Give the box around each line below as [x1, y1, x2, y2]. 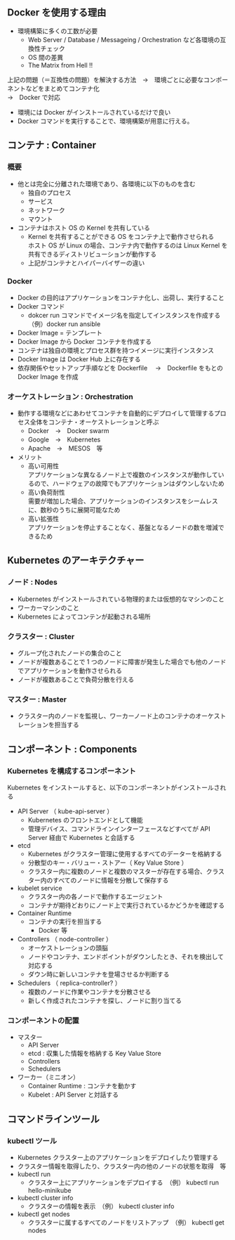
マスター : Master [7, 695, 67, 704]
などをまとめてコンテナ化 [25, 84, 100, 93]
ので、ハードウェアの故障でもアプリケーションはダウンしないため [34, 479, 224, 488]
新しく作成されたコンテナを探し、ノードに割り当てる [27, 997, 182, 1005]
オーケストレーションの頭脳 [27, 944, 109, 952]
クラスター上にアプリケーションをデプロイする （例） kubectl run [27, 1178, 220, 1187]
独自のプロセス [27, 188, 72, 197]
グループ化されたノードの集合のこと [17, 649, 122, 657]
